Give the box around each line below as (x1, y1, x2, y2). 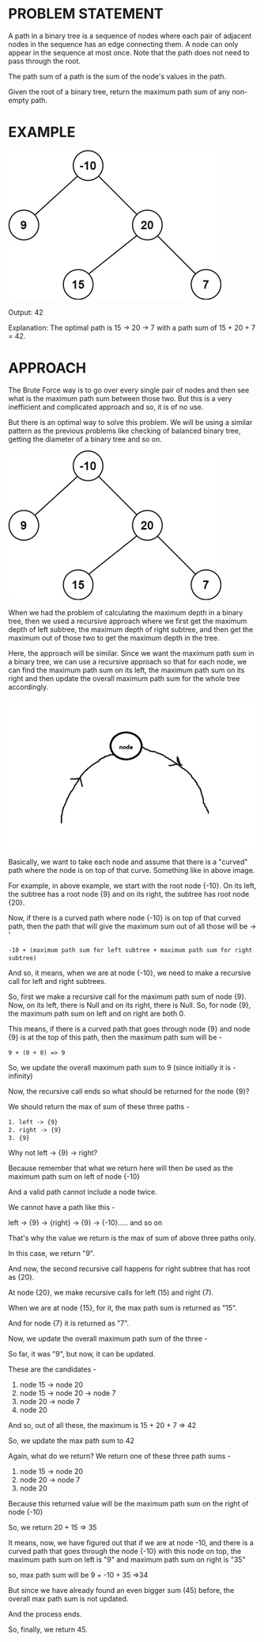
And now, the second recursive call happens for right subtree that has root (8, 1264, 251, 1273)
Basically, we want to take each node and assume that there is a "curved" (8, 857, 248, 867)
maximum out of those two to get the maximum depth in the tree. (8, 633, 220, 642)
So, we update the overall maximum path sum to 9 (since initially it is (8, 1063, 232, 1072)
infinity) (8, 1071, 33, 1081)
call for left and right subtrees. (8, 977, 107, 986)
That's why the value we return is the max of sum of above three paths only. (8, 1234, 256, 1242)
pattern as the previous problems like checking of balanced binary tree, (8, 426, 241, 435)
